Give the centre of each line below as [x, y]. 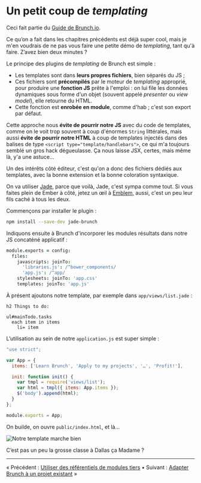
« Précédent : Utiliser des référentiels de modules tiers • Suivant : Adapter [98, 467]
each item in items [36, 322]
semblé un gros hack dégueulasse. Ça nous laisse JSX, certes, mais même [99, 150]
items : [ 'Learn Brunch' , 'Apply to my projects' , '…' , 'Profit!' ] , [98, 366]
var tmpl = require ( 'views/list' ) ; [61, 382]
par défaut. [29, 113]
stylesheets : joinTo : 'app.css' [57, 279]
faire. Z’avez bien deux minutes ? [47, 52]
